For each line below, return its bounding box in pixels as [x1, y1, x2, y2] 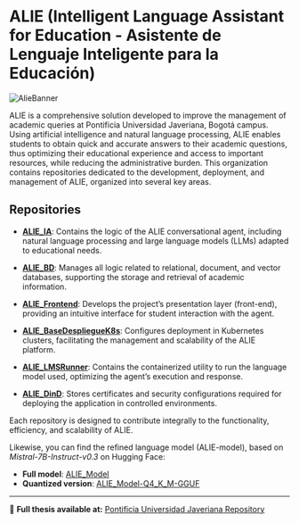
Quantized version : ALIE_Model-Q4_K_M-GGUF [21, 477, 200, 488]
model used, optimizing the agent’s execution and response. [21, 370, 243, 381]
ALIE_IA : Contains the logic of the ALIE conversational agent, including [21, 226, 282, 237]
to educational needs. [21, 245, 102, 255]
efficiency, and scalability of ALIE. [9, 424, 133, 435]
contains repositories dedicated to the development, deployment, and [9, 167, 265, 178]
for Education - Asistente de [9, 25, 222, 46]
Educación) [9, 63, 96, 84]
